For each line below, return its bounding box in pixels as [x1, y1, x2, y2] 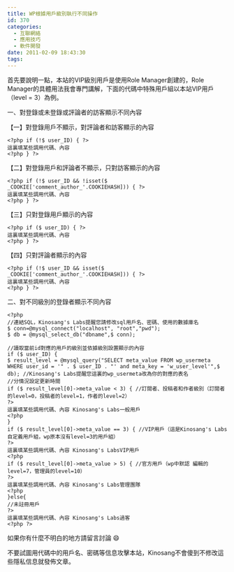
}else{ [7, 493, 27, 500]
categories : [7, 23, 42, 30]
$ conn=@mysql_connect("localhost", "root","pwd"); [7, 325, 161, 332]
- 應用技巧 [13, 36, 41, 43]
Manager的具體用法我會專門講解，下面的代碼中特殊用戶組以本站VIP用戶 [7, 85, 214, 93]
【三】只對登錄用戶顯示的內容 [7, 210, 93, 219]
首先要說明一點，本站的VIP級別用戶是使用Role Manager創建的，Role [7, 75, 205, 84]
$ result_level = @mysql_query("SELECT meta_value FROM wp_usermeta [7, 357, 211, 364]
